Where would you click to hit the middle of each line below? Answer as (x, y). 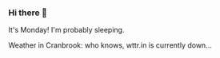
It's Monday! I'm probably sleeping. (66, 30)
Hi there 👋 (28, 13)
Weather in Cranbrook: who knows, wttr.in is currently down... (110, 45)
